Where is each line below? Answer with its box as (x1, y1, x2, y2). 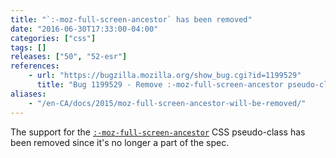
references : (10, 61, 60, 71)
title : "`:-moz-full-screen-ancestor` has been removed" (10, 14, 253, 25)
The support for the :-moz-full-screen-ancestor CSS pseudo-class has (10, 126, 306, 138)
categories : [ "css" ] (10, 33, 97, 43)
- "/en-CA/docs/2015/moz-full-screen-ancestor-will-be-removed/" (28, 98, 307, 108)
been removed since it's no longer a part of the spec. (10, 136, 230, 148)
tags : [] (10, 42, 47, 53)
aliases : (10, 89, 47, 99)
